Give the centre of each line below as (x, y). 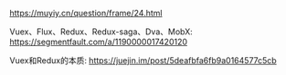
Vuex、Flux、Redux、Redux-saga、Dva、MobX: (101, 32)
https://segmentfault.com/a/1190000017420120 (99, 42)
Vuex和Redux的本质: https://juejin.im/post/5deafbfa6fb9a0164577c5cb (143, 61)
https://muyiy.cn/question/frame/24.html (86, 13)
